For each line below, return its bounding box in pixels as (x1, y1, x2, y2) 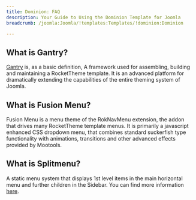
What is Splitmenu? (6, 159, 81, 169)
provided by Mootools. (6, 142, 62, 148)
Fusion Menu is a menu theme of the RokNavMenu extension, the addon (6, 116, 185, 123)
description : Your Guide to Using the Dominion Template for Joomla (6, 14, 181, 20)
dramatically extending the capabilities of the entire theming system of (6, 76, 181, 83)
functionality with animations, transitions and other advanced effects (6, 135, 176, 142)
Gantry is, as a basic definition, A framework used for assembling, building (6, 64, 191, 71)
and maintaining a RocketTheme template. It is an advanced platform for (6, 70, 185, 77)
